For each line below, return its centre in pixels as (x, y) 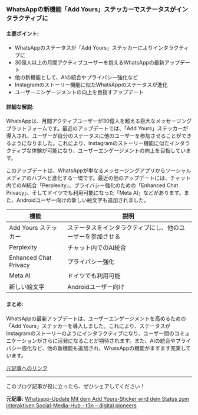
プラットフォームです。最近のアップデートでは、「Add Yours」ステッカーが (97, 128)
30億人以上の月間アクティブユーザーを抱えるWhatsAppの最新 (90, 63)
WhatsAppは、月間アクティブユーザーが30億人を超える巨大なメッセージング (99, 121)
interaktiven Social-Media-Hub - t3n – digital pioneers (71, 405)
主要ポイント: (23, 33)
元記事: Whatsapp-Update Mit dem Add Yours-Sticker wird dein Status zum (98, 398)
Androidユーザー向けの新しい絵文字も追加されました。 (82, 200)
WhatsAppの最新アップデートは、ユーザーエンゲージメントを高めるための (96, 319)
